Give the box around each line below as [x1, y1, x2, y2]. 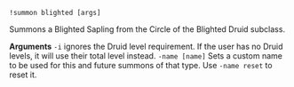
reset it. [9, 69, 37, 80]
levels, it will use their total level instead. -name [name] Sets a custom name [9, 51, 282, 61]
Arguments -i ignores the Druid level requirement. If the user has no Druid [9, 41, 283, 51]
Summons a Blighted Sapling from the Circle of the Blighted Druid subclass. [9, 24, 286, 35]
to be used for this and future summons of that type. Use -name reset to [9, 60, 273, 70]
